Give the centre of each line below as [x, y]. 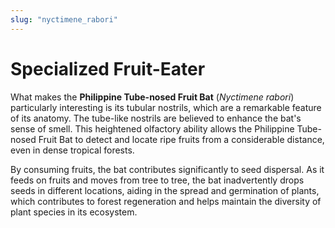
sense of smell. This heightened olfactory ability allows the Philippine [152, 128]
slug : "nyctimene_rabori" [64, 19]
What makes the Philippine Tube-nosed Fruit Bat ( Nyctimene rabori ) [152, 97]
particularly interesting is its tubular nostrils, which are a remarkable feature [166, 107]
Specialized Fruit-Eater [108, 68]
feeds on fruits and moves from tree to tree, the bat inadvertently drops [157, 180]
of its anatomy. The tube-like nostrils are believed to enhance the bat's [156, 118]
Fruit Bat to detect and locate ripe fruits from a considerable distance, [181, 139]
